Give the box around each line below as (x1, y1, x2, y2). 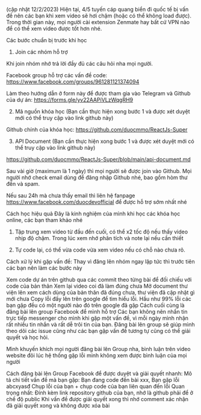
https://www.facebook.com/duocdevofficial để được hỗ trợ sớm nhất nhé (6, 198, 187, 205)
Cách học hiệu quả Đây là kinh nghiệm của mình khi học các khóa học (6, 210, 181, 217)
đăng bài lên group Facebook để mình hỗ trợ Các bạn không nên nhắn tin (6, 308, 188, 315)
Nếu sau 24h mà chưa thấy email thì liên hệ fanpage (6, 192, 135, 199)
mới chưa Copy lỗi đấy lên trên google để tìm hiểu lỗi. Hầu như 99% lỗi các (6, 296, 191, 302)
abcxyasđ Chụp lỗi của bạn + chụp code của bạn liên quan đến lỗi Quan (6, 383, 185, 390)
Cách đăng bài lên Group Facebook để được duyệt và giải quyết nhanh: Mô (6, 370, 193, 377)
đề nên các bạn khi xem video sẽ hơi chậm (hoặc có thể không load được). (6, 12, 191, 19)
